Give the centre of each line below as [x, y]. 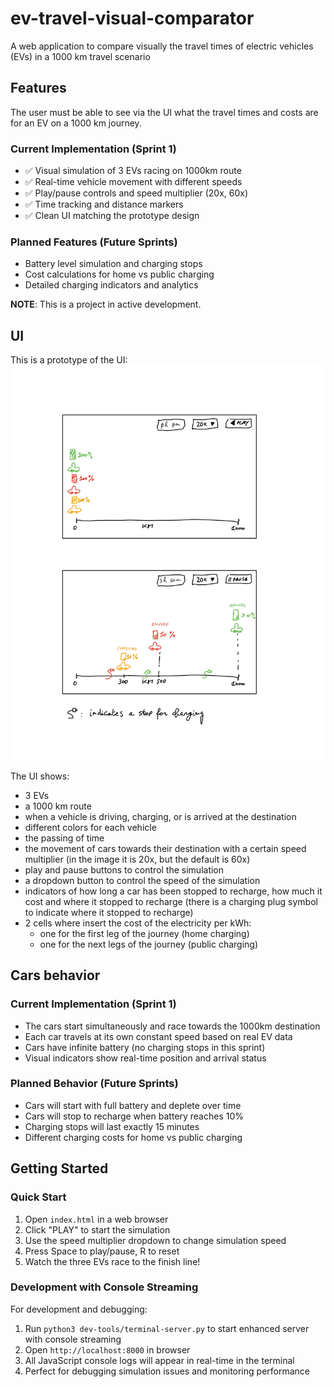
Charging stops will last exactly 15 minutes [112, 1126]
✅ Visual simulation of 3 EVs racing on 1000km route [133, 171]
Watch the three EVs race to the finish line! [112, 1261]
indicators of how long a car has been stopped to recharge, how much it [173, 891]
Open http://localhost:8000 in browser [107, 1349]
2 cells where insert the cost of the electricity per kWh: [138, 923]
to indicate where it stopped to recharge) [109, 912]
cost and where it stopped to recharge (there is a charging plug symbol [171, 901]
